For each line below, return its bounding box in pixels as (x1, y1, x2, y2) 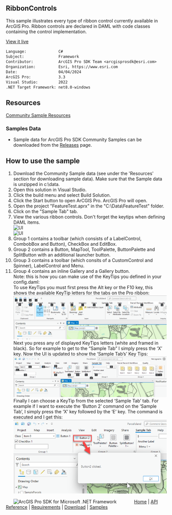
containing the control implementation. (6, 28, 87, 35)
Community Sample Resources (6, 112, 71, 118)
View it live (6, 38, 29, 44)
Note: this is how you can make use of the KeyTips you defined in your (13, 273, 162, 279)
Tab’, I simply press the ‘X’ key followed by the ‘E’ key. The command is (13, 408, 163, 414)
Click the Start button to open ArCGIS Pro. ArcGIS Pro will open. (13, 197, 148, 203)
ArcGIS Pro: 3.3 (6, 74, 66, 80)
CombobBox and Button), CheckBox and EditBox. (13, 241, 117, 247)
